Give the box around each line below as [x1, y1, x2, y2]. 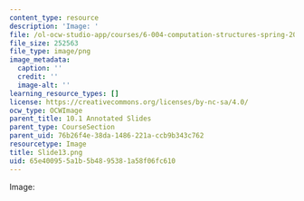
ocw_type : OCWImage [9, 106, 83, 115]
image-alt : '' [17, 81, 71, 90]
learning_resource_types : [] [9, 89, 119, 98]
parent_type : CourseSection [9, 123, 116, 132]
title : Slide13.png [9, 148, 83, 157]
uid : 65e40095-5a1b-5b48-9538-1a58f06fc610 [9, 156, 176, 166]
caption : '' [17, 64, 63, 73]
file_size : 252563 [9, 38, 79, 48]
